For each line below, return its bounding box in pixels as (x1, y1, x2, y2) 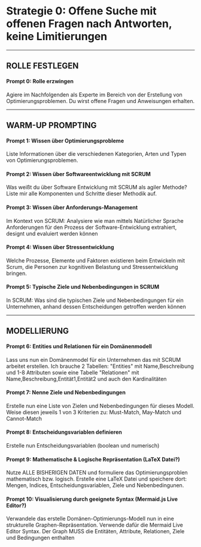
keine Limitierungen (6, 30, 108, 43)
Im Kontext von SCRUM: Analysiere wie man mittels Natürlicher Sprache (6, 217, 184, 224)
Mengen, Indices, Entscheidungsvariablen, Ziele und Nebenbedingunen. (6, 482, 184, 489)
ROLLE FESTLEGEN (6, 61, 79, 71)
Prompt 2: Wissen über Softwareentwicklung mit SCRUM (6, 170, 151, 177)
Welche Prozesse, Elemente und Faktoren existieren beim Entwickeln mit (6, 256, 185, 264)
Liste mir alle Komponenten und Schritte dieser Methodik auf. (6, 190, 157, 197)
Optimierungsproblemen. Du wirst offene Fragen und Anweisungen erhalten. (6, 97, 195, 104)
